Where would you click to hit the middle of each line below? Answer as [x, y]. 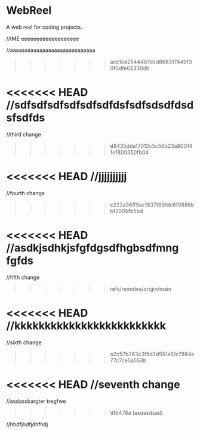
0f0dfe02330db [130, 68]
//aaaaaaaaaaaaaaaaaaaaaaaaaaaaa [51, 50]
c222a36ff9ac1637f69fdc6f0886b [152, 205]
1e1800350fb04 [130, 152]
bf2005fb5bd [127, 211]
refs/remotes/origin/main [141, 289]
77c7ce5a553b [128, 360]
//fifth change [23, 277]
